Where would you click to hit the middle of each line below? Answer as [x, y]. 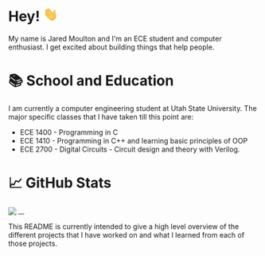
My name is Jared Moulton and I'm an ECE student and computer [115, 39]
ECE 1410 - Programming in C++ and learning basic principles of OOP [134, 141]
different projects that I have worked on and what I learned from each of [127, 235]
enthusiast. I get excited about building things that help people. [111, 47]
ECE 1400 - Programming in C [69, 132]
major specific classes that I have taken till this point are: [101, 117]
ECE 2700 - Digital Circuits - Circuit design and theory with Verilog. [130, 149]
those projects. [33, 244]
